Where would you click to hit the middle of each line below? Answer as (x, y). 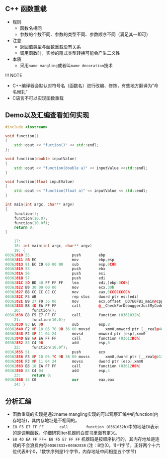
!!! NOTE (14, 75)
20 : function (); (35, 311)
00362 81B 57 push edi (55, 278)
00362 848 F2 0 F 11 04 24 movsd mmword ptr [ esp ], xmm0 (75, 334)
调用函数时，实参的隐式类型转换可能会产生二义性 (70, 53)
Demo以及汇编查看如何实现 (47, 115)
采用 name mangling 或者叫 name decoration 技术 (66, 65)
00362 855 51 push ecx (55, 352)
